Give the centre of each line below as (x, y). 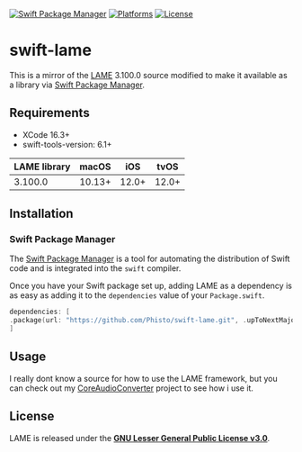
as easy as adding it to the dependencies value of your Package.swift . (137, 295)
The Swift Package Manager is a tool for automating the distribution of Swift (150, 259)
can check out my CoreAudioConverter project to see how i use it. (132, 388)
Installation (41, 214)
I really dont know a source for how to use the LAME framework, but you (143, 378)
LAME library (42, 167)
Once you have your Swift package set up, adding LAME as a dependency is (151, 286)
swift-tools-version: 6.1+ (67, 144)
